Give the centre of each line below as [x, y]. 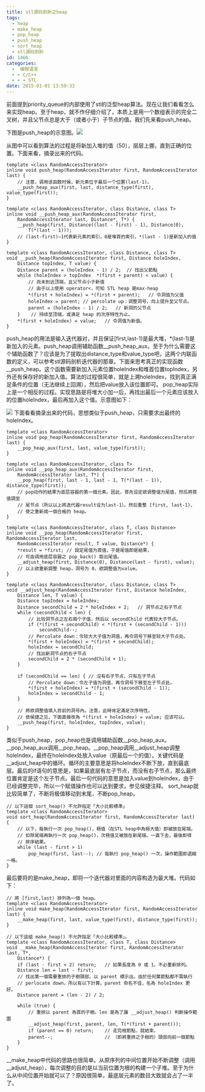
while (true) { [37, 1006]
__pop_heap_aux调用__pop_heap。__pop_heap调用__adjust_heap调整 [93, 747]
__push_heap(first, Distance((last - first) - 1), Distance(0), [101, 225]
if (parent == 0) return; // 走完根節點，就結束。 [93, 1031]
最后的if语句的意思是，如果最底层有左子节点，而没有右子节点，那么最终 [107, 770]
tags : [13, 18]
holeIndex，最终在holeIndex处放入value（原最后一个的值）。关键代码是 [95, 755]
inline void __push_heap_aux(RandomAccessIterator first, [81, 214]
